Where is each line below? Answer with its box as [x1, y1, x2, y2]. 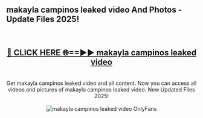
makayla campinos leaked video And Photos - [6, 5, 182, 15]
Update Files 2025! [6, 14, 80, 25]
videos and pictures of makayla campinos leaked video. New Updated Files [8, 85, 195, 93]
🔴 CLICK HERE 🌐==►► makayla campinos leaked [6, 48, 197, 58]
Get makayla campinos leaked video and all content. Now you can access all [6, 79, 197, 87]
